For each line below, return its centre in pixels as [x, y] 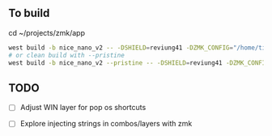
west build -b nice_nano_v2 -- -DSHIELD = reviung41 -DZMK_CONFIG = [121, 48]
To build [29, 13]
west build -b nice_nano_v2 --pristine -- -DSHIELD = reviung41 [115, 63]
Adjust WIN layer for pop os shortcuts [83, 108]
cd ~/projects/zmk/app [47, 32]
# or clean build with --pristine [67, 55]
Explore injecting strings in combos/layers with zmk [106, 124]
